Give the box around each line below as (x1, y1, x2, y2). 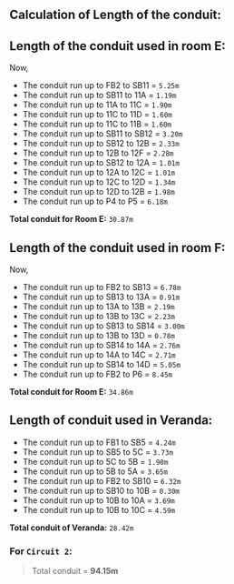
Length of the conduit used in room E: (9, 38, 226, 54)
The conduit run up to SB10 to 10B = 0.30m (22, 485, 180, 496)
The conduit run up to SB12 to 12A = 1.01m (22, 157, 180, 168)
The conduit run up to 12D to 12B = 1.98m (22, 186, 175, 197)
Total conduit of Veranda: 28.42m (9, 522, 134, 533)
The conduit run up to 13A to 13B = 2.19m (22, 301, 175, 312)
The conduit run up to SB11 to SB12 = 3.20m (22, 128, 183, 139)
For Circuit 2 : (9, 545, 73, 558)
